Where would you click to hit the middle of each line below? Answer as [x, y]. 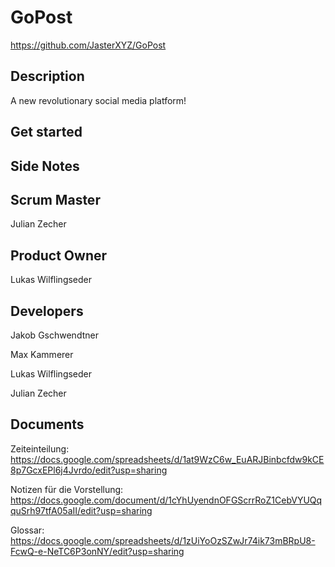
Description [47, 76]
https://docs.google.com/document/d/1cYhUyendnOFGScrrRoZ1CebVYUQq [166, 500]
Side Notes [45, 166]
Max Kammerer [42, 354]
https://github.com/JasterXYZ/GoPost [88, 45]
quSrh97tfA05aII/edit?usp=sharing [81, 510]
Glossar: [27, 530]
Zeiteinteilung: [40, 448]
